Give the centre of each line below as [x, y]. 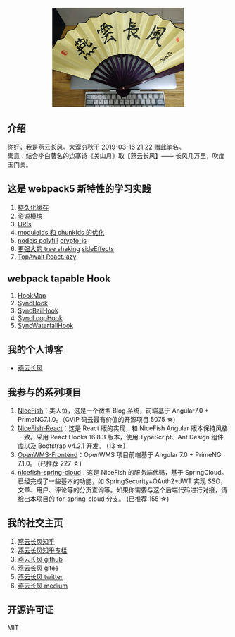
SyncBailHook [38, 310]
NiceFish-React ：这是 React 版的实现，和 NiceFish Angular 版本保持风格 [123, 428]
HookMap [32, 296]
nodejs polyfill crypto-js [52, 240]
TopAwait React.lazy [47, 256]
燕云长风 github [40, 559]
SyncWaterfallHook [45, 326]
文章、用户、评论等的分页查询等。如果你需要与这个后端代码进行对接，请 [122, 490]
